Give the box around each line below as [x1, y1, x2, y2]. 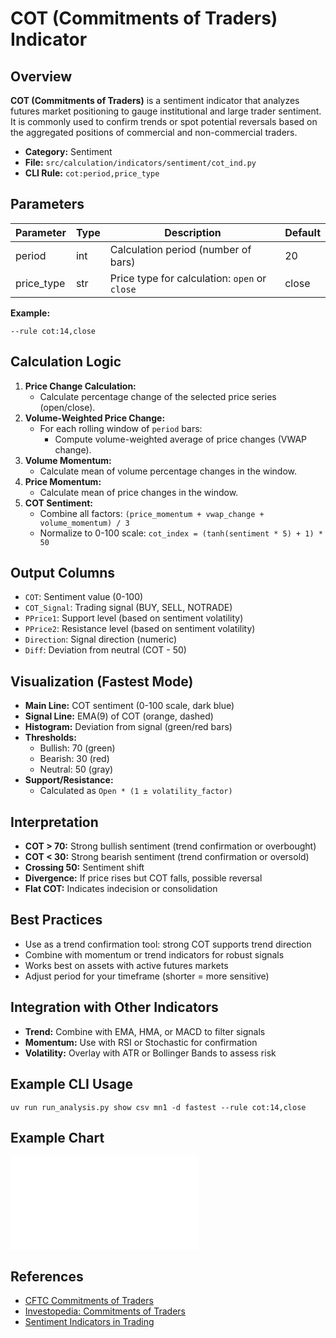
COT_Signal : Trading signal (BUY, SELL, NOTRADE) [24, 602, 233, 614]
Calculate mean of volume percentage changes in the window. [39, 465, 298, 477]
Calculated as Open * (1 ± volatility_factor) [39, 785, 233, 797]
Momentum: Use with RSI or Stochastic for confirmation [24, 1036, 258, 1048]
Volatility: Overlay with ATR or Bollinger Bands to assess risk [24, 1047, 277, 1059]
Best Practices [10, 912, 103, 929]
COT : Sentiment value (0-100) [24, 591, 144, 603]
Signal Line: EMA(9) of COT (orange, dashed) [24, 710, 214, 722]
